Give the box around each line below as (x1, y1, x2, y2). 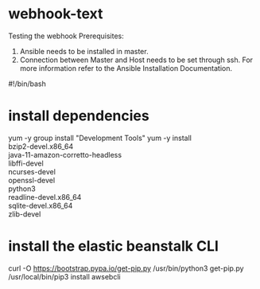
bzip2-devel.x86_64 (8, 141, 74, 151)
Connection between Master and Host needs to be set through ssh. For (19, 55, 253, 64)
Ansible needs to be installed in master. (19, 46, 149, 56)
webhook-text (8, 5, 103, 23)
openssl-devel (8, 175, 56, 185)
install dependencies (8, 107, 149, 125)
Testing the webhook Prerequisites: (8, 31, 125, 41)
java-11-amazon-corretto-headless (8, 150, 122, 159)
